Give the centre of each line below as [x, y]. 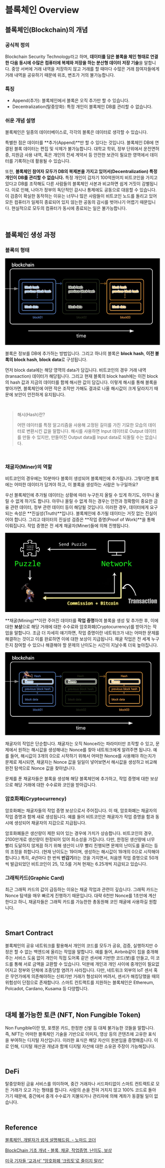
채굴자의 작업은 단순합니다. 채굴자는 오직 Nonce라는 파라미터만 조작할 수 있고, [80, 744]
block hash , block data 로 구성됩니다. [51, 360]
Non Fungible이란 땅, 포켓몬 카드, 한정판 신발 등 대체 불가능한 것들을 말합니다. [80, 1028]
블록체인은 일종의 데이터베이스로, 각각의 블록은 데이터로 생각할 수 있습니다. [77, 132]
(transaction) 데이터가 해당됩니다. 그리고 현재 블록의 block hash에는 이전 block [82, 376]
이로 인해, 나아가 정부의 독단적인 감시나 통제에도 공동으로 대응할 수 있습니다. [84, 190]
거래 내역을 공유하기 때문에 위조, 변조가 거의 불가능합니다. [60, 75]
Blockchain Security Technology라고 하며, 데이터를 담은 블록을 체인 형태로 [77, 56]
